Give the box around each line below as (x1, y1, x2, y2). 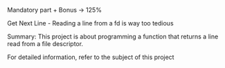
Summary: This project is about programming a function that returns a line (7, 32, 219, 41)
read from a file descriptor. (7, 40, 84, 47)
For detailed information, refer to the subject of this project (7, 53, 174, 61)
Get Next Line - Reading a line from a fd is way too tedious (7, 19, 174, 27)
